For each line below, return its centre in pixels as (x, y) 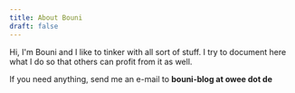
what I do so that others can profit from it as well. (101, 61)
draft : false (34, 26)
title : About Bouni (46, 18)
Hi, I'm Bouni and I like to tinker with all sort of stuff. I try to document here (148, 51)
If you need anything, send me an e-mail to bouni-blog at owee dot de (141, 79)
